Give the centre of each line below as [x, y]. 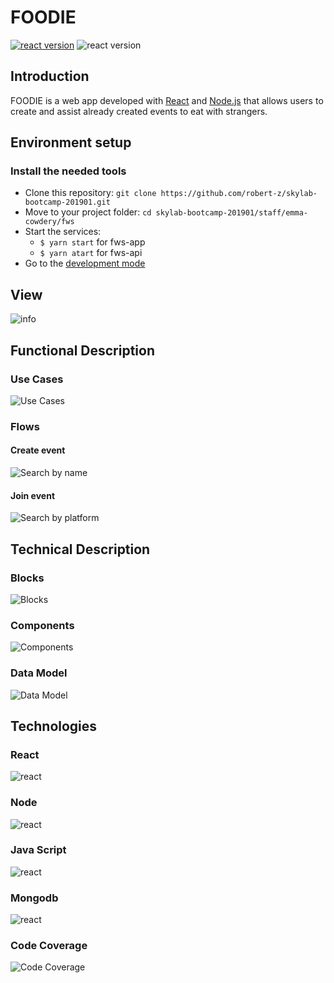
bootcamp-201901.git [67, 202]
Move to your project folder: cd [88, 212]
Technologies [54, 726]
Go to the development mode [85, 263]
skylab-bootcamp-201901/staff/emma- [231, 213]
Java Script [38, 850]
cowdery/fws [49, 222]
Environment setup [71, 142]
